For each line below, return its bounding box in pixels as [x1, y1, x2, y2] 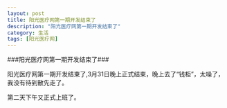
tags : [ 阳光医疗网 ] [7, 36, 58, 43]
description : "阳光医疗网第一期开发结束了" [7, 23, 121, 30]
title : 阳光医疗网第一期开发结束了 [7, 17, 96, 23]
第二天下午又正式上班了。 [7, 94, 80, 102]
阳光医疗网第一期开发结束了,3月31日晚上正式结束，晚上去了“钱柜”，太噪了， [7, 70, 224, 78]
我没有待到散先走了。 [7, 78, 68, 87]
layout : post [7, 10, 45, 17]
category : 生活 [7, 29, 49, 36]
